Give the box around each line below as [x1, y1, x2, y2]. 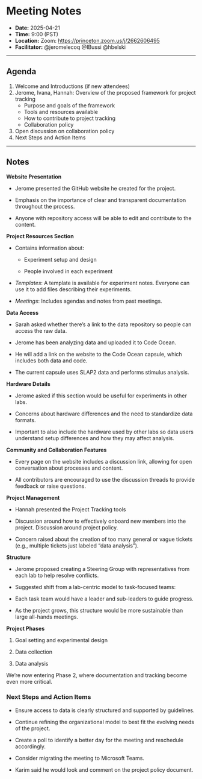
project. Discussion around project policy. [14, 523, 118, 531]
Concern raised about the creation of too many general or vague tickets [14, 535, 193, 543]
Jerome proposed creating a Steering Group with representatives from [14, 565, 190, 572]
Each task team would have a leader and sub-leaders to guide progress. [14, 595, 194, 602]
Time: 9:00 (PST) [14, 30, 59, 37]
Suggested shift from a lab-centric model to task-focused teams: [14, 583, 176, 590]
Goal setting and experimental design [14, 636, 108, 643]
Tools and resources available [23, 108, 98, 115]
